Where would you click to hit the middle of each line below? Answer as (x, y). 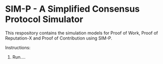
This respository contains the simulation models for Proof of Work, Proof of (81, 33)
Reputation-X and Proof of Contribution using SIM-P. (59, 38)
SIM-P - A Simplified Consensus (72, 9)
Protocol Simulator (44, 19)
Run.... (19, 57)
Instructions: (18, 47)
